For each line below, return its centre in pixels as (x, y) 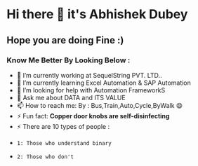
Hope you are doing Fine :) (65, 40)
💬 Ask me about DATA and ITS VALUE (71, 97)
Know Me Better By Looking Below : (68, 60)
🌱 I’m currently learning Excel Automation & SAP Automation (104, 83)
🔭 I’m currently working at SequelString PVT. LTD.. (89, 75)
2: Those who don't (45, 157)
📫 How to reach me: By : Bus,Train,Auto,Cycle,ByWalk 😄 (100, 105)
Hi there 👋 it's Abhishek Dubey (97, 14)
